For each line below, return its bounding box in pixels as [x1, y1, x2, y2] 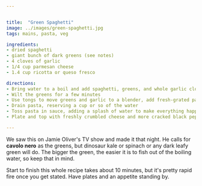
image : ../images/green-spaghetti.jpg [6, 25, 103, 31]
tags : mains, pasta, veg [6, 31, 69, 37]
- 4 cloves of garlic [6, 58, 61, 64]
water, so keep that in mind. [6, 155, 75, 162]
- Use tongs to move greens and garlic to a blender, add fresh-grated [6, 97, 189, 103]
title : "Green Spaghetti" [6, 19, 74, 25]
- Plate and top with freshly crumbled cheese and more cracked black [6, 114, 187, 120]
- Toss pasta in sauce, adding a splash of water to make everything [6, 108, 185, 114]
